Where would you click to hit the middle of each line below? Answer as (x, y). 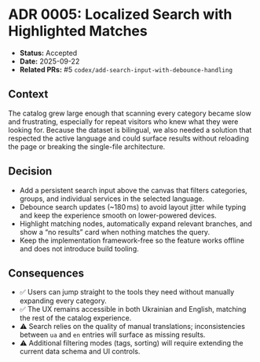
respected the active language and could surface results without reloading (129, 138)
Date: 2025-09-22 (49, 61)
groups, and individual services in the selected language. (112, 199)
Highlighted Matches (78, 31)
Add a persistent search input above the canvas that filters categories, (133, 190)
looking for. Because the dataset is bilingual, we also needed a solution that (130, 130)
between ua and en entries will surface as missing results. (112, 335)
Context (28, 95)
